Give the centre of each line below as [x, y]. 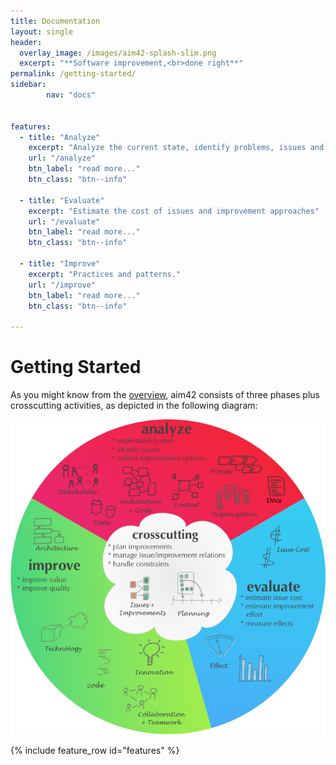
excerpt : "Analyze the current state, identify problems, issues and [176, 148]
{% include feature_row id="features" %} [95, 751]
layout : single [42, 31]
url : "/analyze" [62, 158]
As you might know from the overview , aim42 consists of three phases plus [165, 395]
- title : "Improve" [60, 264]
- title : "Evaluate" [62, 200]
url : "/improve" [62, 285]
